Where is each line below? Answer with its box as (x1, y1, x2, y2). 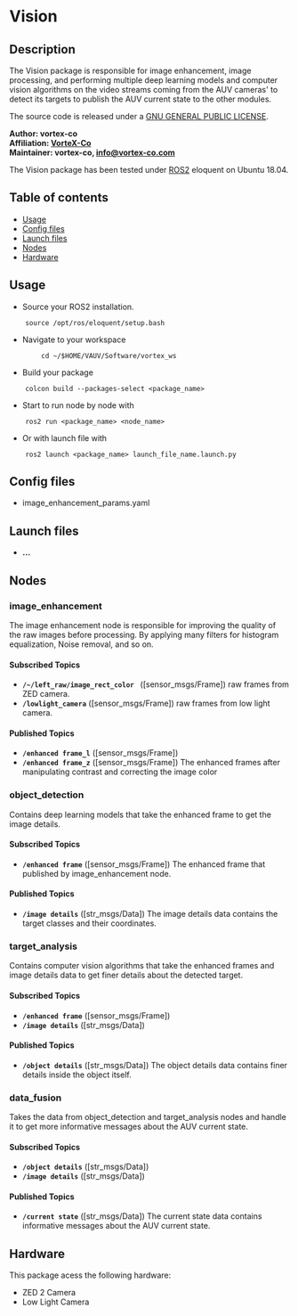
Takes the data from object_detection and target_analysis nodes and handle (9, 1112, 287, 1123)
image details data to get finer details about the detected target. (9, 969, 243, 981)
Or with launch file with (21, 432, 108, 443)
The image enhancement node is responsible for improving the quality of (9, 619, 277, 630)
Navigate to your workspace (21, 334, 126, 345)
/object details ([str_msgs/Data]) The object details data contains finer (21, 1059, 287, 1070)
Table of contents (9, 190, 109, 206)
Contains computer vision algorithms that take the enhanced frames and (9, 960, 275, 971)
